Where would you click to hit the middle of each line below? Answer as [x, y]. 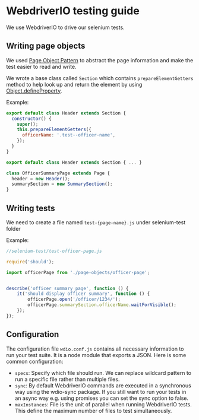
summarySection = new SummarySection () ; [62, 184]
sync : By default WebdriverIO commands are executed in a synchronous [103, 385]
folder [13, 228]
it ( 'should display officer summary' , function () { [83, 294]
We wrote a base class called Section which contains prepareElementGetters [100, 78]
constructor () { [31, 119]
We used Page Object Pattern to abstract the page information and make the [100, 60]
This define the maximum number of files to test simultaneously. [93, 411]
